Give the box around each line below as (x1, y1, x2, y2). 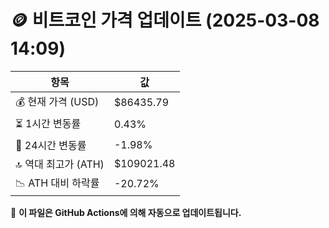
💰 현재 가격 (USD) (15, 94, 100, 108)
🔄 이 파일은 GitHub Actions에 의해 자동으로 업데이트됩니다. (10, 206, 242, 218)
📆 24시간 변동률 (15, 138, 87, 152)
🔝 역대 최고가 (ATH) (15, 157, 105, 171)
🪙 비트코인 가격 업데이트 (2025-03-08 (10, 9, 320, 32)
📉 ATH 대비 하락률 (15, 176, 100, 190)
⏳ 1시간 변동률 (15, 116, 82, 130)
